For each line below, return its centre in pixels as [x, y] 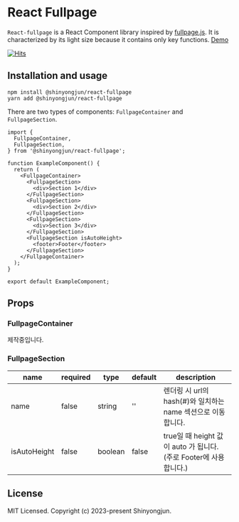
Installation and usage [58, 76]
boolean [111, 451]
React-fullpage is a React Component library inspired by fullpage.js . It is [113, 32]
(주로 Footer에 [186, 457]
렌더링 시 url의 [186, 390]
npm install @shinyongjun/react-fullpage [70, 92]
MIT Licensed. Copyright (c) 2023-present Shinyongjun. [90, 511]
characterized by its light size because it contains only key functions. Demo [118, 39]
